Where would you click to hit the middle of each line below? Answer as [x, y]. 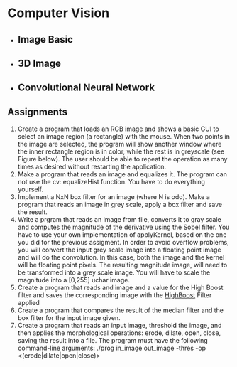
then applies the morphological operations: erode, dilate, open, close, [119, 333]
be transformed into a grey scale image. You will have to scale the [114, 272]
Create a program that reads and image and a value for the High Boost [120, 288]
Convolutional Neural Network [86, 88]
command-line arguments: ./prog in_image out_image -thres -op [112, 348]
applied [29, 303]
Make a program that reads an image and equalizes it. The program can [122, 174]
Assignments [38, 112]
